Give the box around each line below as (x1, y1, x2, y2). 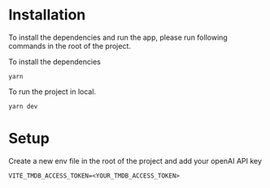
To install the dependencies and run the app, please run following (8, 32, 228, 42)
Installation (8, 6, 86, 24)
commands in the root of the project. (8, 41, 132, 50)
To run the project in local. (8, 87, 96, 96)
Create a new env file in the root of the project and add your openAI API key (8, 156, 263, 165)
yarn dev (8, 102, 38, 110)
